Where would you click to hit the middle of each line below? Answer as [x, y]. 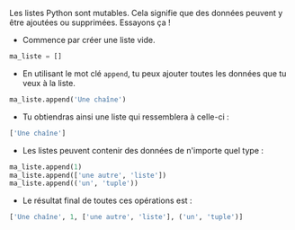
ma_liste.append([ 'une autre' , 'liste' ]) [88, 175]
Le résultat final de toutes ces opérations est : [107, 200]
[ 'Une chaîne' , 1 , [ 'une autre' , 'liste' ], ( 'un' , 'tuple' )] [126, 217]
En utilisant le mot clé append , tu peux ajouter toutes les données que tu [154, 73]
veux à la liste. [49, 83]
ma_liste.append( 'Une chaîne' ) [68, 99]
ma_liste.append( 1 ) [46, 167]
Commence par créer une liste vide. [89, 40]
